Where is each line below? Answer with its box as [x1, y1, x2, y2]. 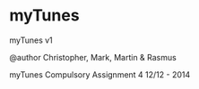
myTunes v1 [9, 35, 54, 45]
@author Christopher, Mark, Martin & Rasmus [9, 52, 177, 62]
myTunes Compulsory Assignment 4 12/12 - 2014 [9, 69, 191, 80]
